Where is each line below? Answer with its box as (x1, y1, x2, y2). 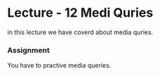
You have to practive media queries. (7, 61, 112, 70)
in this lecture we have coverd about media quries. (7, 28, 154, 36)
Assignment (7, 45, 51, 55)
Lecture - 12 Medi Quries (7, 5, 154, 21)
